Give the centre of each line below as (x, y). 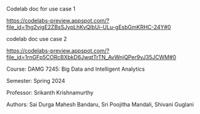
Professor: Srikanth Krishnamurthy (50, 93)
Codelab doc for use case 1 (41, 9)
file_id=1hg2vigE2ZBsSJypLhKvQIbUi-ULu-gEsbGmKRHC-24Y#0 (89, 27)
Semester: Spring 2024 (36, 81)
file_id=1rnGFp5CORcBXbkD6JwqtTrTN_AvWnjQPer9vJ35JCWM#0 (91, 57)
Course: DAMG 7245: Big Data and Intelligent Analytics (76, 69)
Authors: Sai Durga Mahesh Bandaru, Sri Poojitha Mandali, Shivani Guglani (100, 104)
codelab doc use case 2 (37, 39)
